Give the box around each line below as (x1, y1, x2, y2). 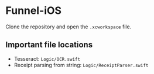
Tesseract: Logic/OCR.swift (13, 55, 80, 62)
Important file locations (5, 40, 93, 50)
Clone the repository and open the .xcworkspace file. (5, 23, 132, 30)
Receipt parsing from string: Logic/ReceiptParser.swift (13, 61, 149, 68)
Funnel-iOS (5, 4, 62, 17)
